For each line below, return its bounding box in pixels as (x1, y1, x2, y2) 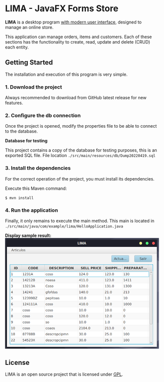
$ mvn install (5, 195, 34, 201)
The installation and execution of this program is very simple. (5, 71, 128, 77)
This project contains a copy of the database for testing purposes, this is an (5, 147, 157, 153)
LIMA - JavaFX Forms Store (5, 3, 119, 14)
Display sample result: (5, 232, 52, 238)
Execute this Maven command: (5, 185, 67, 191)
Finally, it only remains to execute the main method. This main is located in (5, 218, 155, 224)
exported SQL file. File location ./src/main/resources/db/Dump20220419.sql (5, 153, 156, 158)
